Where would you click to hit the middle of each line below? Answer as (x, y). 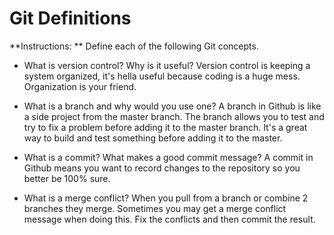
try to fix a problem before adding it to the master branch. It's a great (165, 127)
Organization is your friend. (80, 86)
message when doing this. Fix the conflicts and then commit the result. (169, 219)
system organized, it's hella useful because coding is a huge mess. (162, 76)
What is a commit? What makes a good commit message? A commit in (168, 157)
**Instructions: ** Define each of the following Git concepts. (134, 46)
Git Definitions (70, 18)
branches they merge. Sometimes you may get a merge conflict (155, 208)
